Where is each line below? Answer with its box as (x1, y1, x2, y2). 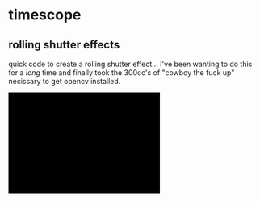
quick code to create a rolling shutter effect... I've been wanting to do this (8, 59, 253, 69)
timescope (8, 6, 82, 24)
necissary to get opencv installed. (8, 77, 121, 86)
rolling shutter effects (8, 38, 120, 52)
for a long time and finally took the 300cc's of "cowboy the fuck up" (8, 68, 235, 78)
